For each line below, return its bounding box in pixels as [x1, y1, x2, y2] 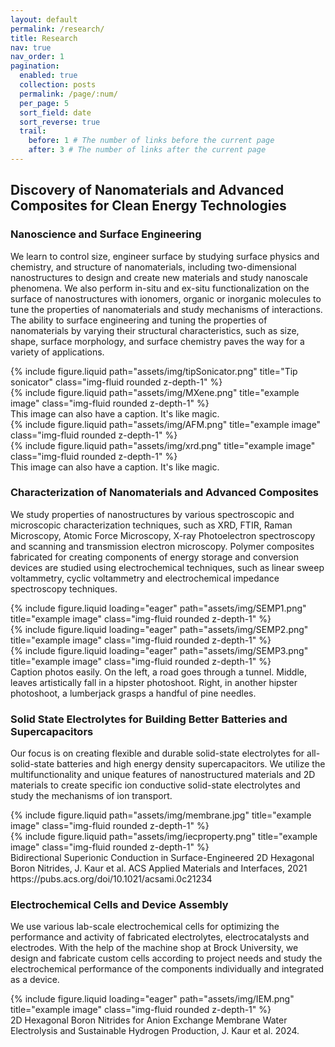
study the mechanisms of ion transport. [10, 790, 173, 802]
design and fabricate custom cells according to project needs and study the [10, 952, 323, 965]
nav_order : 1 [10, 52, 65, 62]
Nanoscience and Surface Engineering [10, 227, 202, 241]
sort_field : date [19, 107, 92, 118]
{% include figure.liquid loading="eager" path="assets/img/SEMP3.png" [10, 644, 309, 656]
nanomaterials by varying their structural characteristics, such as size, [10, 324, 300, 336]
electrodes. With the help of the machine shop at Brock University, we [10, 942, 299, 954]
